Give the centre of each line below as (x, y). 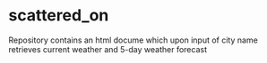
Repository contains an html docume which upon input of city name (133, 40)
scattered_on (59, 16)
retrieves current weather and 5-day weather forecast (108, 49)
